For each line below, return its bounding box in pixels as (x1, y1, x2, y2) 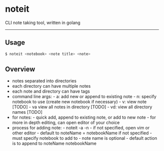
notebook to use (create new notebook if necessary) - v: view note (12, 99, 147, 105)
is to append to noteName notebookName (12, 141, 97, 147)
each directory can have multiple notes (12, 83, 91, 89)
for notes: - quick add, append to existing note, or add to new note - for (12, 114, 156, 121)
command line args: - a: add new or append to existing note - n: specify (12, 94, 157, 100)
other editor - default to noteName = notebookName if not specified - (12, 130, 152, 136)
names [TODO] (12, 109, 43, 115)
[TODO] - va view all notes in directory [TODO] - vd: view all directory (12, 104, 152, 110)
